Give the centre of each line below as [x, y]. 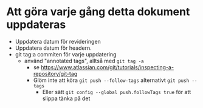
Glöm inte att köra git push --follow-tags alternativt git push [111, 80]
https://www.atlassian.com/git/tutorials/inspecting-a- [107, 67]
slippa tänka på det [66, 98]
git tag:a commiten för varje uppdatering [66, 54]
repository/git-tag [55, 73]
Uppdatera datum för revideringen [58, 41]
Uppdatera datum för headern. [53, 48]
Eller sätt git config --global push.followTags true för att [117, 92]
